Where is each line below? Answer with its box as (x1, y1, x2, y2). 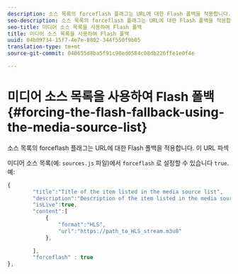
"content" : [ (33, 208, 69, 215)
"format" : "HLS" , (57, 221, 106, 229)
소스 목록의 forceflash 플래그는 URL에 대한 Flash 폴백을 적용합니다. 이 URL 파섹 (7, 143, 229, 152)
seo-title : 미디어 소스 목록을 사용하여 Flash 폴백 (7, 23, 142, 30)
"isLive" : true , (33, 201, 78, 209)
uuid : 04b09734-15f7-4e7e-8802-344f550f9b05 (7, 37, 141, 44)
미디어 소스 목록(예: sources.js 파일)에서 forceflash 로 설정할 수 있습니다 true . (7, 159, 229, 167)
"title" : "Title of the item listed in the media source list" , (33, 188, 223, 195)
